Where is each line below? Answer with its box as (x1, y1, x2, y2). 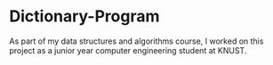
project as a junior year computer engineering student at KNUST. (9, 45, 247, 55)
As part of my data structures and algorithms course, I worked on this (9, 36, 264, 46)
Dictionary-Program (9, 6, 160, 27)
